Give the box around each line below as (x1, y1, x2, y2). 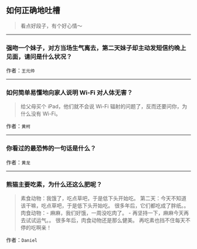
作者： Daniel (6, 237, 38, 243)
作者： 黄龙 (6, 159, 30, 166)
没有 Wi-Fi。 (30, 110, 62, 117)
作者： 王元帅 (6, 67, 35, 74)
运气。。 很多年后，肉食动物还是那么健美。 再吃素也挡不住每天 (36, 217, 186, 224)
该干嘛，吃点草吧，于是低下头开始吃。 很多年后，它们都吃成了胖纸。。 (20, 202, 189, 209)
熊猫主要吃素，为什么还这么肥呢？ (6, 180, 103, 189)
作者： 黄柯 (6, 122, 30, 130)
